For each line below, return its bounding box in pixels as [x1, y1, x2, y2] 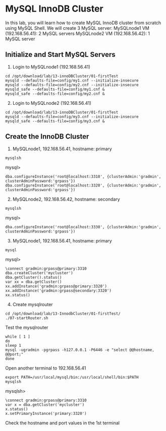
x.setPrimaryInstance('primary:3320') [5, 411, 87, 416]
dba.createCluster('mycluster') [5, 270, 73, 275]
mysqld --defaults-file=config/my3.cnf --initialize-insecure [5, 114, 139, 119]
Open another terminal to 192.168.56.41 [5, 365, 86, 371]
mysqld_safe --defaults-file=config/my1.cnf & [5, 87, 105, 92]
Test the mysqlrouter [5, 324, 48, 330]
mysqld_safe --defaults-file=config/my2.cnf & [5, 91, 105, 96]
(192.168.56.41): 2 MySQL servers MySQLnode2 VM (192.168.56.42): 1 [5, 30, 150, 36]
